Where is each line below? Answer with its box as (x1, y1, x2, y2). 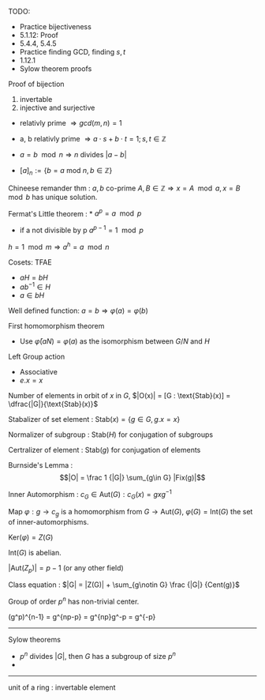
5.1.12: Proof (19, 31, 59, 40)
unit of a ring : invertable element (8, 683, 116, 692)
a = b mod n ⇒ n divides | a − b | (19, 150, 128, 159)
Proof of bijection (8, 79, 65, 88)
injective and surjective (19, 103, 95, 112)
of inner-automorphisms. (8, 517, 89, 526)
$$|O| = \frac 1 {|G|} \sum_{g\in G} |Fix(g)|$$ (59, 473, 206, 483)
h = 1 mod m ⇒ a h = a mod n (8, 241, 110, 251)
